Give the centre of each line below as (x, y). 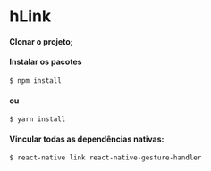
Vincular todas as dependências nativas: (87, 139)
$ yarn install (38, 119)
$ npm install (36, 81)
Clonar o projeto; (41, 41)
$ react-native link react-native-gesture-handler (105, 158)
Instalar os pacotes (46, 62)
